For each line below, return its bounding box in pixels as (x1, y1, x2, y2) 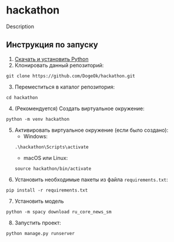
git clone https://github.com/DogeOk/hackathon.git (6, 73, 135, 79)
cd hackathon (6, 94, 38, 100)
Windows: (23, 132, 48, 139)
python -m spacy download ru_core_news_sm (6, 209, 112, 214)
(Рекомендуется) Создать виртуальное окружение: (14, 105, 145, 112)
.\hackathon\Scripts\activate (14, 144, 89, 150)
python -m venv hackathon (6, 116, 69, 122)
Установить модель (14, 197, 64, 204)
